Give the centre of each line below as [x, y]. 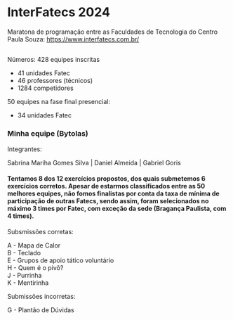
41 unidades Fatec [44, 73]
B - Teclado [24, 252]
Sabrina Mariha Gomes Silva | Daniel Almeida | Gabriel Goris [94, 162]
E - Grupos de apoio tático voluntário [61, 260]
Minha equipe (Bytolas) [48, 134]
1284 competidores [45, 88]
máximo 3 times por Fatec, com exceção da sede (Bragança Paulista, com [117, 209]
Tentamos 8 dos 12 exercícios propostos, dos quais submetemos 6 [106, 179]
